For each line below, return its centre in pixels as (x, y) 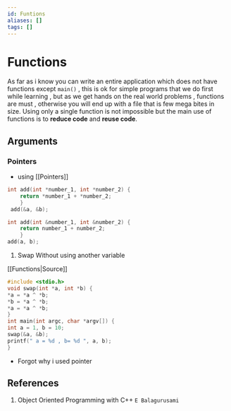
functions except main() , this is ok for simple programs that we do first (110, 89)
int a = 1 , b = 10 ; (36, 328)
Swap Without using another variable (71, 255)
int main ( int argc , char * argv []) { (61, 321)
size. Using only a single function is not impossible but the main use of (110, 112)
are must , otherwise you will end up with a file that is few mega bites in (111, 104)
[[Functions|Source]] (38, 269)
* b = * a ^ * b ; (28, 302)
